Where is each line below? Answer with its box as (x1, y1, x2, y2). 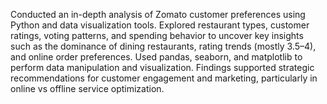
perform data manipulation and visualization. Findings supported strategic (10, 62, 315, 73)
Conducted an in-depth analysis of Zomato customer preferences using (10, 9, 306, 20)
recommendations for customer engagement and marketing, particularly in (10, 72, 318, 84)
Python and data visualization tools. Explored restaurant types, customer (10, 19, 310, 31)
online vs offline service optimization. (10, 83, 165, 94)
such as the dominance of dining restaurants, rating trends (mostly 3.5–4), (10, 40, 317, 52)
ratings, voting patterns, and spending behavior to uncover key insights (10, 30, 304, 41)
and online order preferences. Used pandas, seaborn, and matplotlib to (10, 51, 303, 63)
